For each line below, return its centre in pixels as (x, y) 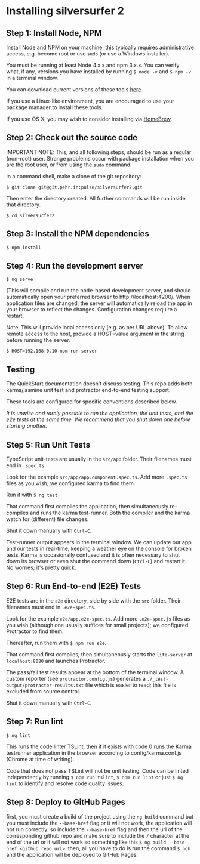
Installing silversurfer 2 (65, 11)
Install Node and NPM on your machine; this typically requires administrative (100, 47)
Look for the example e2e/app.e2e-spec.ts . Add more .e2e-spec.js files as (98, 618)
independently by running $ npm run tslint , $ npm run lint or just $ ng (95, 777)
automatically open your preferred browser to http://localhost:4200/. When (99, 297)
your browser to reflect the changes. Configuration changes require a (92, 310)
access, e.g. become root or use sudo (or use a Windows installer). (88, 54)
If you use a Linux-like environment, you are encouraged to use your (90, 101)
